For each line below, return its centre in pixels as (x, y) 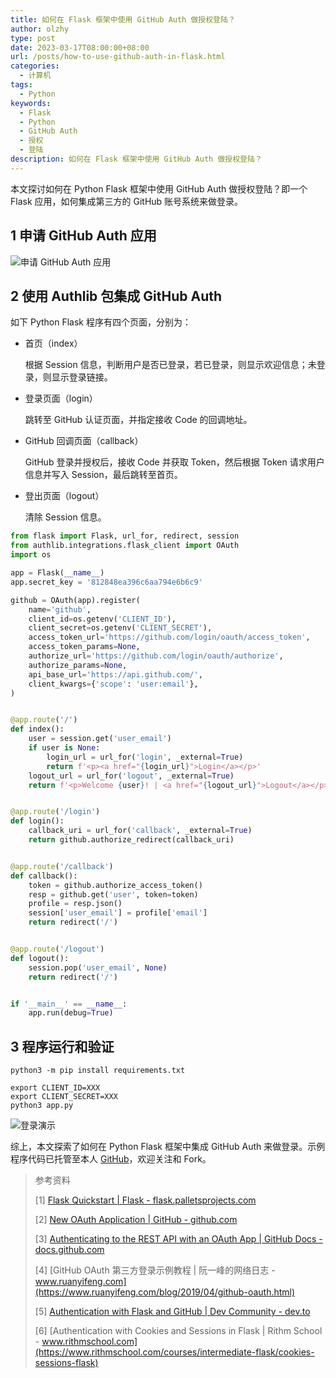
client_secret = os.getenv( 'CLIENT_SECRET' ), (120, 628)
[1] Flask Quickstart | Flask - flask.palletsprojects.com (145, 1200)
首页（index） (53, 343)
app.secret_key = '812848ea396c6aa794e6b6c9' (106, 582)
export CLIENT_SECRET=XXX (64, 1097)
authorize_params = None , (78, 665)
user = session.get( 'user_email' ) (100, 739)
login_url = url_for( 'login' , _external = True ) (145, 757)
